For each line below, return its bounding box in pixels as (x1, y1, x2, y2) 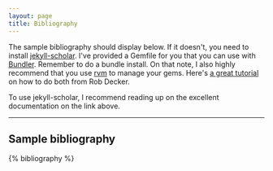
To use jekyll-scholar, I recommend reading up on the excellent (8, 92, 219, 102)
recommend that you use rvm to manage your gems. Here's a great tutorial (8, 68, 259, 77)
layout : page (8, 11, 53, 20)
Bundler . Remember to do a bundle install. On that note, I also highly (8, 59, 236, 69)
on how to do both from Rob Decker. (8, 77, 130, 86)
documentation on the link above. (8, 101, 120, 111)
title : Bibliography (8, 20, 79, 28)
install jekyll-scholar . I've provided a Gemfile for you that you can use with (8, 50, 256, 60)
